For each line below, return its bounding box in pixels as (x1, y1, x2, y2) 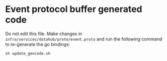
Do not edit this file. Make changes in (5, 30, 82, 36)
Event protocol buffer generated (5, 3, 142, 15)
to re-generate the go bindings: (5, 41, 70, 47)
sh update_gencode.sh (5, 51, 51, 56)
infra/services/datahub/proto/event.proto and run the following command (5, 36, 162, 42)
